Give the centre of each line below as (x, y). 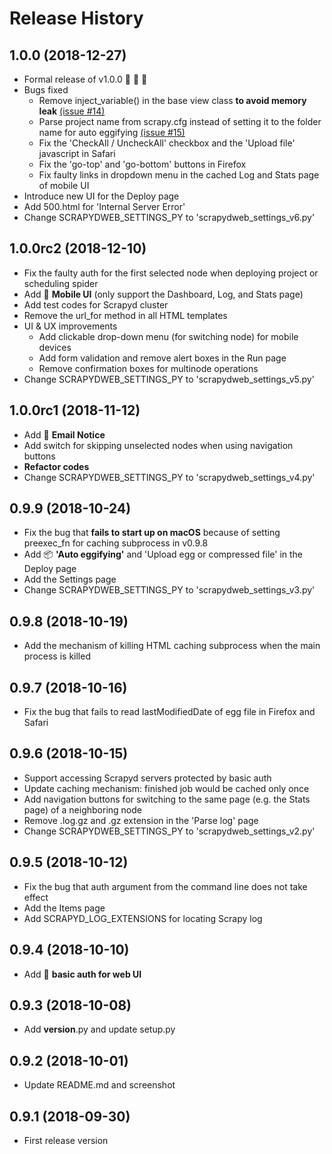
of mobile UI (64, 185)
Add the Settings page (70, 579)
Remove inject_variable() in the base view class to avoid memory (172, 100)
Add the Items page (64, 908)
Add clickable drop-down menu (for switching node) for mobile (168, 336)
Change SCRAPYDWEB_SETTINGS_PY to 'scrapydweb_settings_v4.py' (169, 477)
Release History (76, 18)
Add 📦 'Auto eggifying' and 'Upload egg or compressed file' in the (163, 554)
